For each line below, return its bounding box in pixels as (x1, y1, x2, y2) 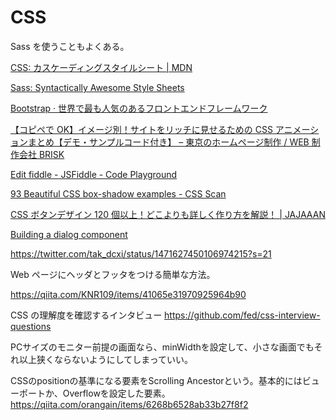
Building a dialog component (10, 228, 128, 240)
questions (10, 320, 52, 332)
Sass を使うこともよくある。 (10, 40, 130, 52)
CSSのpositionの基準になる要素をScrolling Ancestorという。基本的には (10, 374, 303, 386)
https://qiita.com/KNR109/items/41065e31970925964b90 (10, 288, 247, 300)
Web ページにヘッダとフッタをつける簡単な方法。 (10, 268, 216, 280)
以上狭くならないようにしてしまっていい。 (18, 353, 194, 365)
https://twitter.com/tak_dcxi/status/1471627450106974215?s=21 (10, 247, 272, 260)
